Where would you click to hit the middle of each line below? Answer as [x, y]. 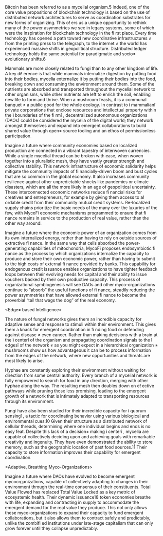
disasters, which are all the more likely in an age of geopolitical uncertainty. [81, 187]
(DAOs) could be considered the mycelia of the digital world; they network [79, 120]
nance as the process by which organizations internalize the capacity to [77, 253]
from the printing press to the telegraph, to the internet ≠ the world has [76, 43]
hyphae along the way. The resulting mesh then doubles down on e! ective [80, 386]
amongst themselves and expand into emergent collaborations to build [76, 126]
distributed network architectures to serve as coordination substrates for [78, 17]
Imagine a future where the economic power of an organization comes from [81, 233]
